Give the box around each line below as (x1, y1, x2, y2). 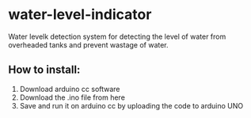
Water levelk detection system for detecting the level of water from (8, 32, 226, 41)
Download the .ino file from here (19, 93, 125, 102)
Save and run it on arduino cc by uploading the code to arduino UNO (19, 101, 244, 110)
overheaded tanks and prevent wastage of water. (8, 40, 169, 49)
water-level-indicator (8, 6, 152, 24)
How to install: (8, 63, 81, 77)
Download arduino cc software (19, 84, 120, 93)
